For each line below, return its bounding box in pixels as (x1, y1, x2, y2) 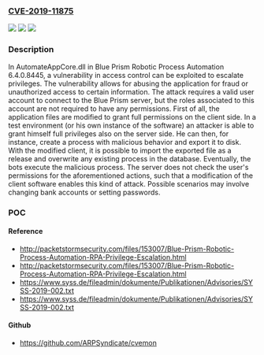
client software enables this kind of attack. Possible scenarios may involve (8, 179, 250, 188)
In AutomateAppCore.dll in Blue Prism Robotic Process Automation (8, 61, 225, 72)
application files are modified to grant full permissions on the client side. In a (8, 112, 256, 121)
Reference (8, 227, 43, 236)
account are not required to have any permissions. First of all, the (8, 104, 220, 113)
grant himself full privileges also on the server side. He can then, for (8, 128, 229, 139)
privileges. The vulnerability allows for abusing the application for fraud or (8, 79, 248, 88)
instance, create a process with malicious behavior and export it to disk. (8, 137, 242, 146)
